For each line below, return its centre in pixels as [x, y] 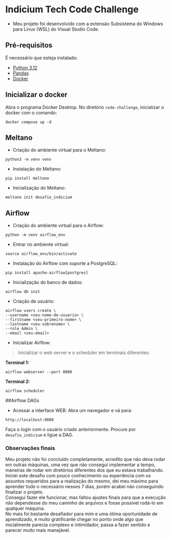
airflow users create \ [31, 311]
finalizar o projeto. [25, 492]
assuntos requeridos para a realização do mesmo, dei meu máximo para [82, 481]
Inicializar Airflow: [32, 343]
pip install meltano [27, 178]
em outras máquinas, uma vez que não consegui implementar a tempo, [80, 465]
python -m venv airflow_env [35, 235]
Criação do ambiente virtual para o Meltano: [59, 150]
